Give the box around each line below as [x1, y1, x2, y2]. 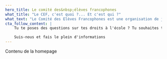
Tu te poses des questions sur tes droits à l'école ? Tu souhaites [14, 26, 159, 31]
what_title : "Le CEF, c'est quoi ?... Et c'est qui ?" [5, 12, 121, 17]
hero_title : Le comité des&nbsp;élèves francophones [5, 7, 117, 12]
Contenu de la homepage [5, 48, 57, 54]
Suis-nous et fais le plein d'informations [14, 35, 106, 40]
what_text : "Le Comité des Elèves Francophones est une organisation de [5, 16, 159, 21]
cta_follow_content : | [5, 21, 52, 26]
